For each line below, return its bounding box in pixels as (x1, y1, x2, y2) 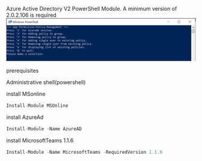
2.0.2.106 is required (6, 11, 57, 19)
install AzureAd (6, 114, 44, 121)
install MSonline (6, 90, 46, 98)
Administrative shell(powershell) (6, 79, 86, 86)
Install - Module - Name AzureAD (6, 126, 82, 132)
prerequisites (6, 67, 39, 74)
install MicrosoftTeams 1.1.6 (6, 136, 74, 144)
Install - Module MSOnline (6, 103, 69, 109)
